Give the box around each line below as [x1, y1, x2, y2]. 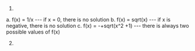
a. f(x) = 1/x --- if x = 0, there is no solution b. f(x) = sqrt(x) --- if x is [6, 16, 171, 23]
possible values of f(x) [6, 28, 60, 35]
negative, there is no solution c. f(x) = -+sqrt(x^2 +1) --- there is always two [6, 23, 189, 29]
